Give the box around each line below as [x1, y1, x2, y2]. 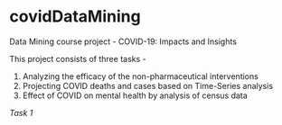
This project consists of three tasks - [9, 53, 146, 64]
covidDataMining [9, 6, 142, 27]
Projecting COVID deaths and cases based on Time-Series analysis [22, 80, 274, 91]
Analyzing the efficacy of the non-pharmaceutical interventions [22, 70, 259, 82]
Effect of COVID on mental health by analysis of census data [22, 90, 249, 101]
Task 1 [9, 107, 33, 118]
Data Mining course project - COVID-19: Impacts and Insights [9, 36, 238, 47]
